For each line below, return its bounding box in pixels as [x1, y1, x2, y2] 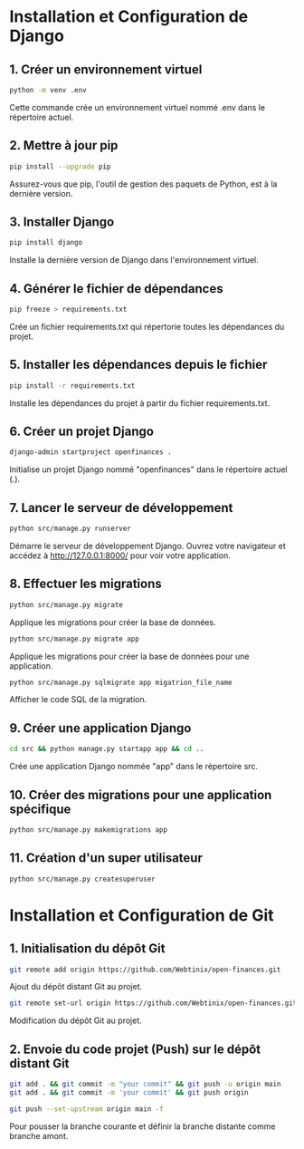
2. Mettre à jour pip [9, 138, 119, 153]
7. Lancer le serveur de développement [9, 500, 233, 516]
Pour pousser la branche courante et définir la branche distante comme [9, 1121, 276, 1132]
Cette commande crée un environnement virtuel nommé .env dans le [9, 101, 265, 112]
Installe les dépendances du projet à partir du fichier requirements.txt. [9, 397, 271, 409]
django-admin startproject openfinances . [9, 448, 172, 457]
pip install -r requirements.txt [9, 381, 136, 391]
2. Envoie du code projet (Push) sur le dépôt [9, 1041, 261, 1057]
